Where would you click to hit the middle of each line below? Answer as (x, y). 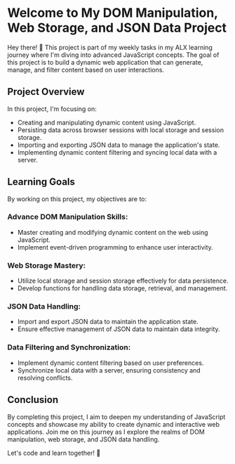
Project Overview (46, 92)
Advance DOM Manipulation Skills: (68, 217)
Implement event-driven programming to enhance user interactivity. (115, 247)
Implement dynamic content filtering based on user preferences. (110, 363)
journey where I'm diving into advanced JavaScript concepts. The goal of (113, 55)
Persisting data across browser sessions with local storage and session (121, 130)
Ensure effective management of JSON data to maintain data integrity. (119, 329)
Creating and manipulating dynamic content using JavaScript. (107, 122)
